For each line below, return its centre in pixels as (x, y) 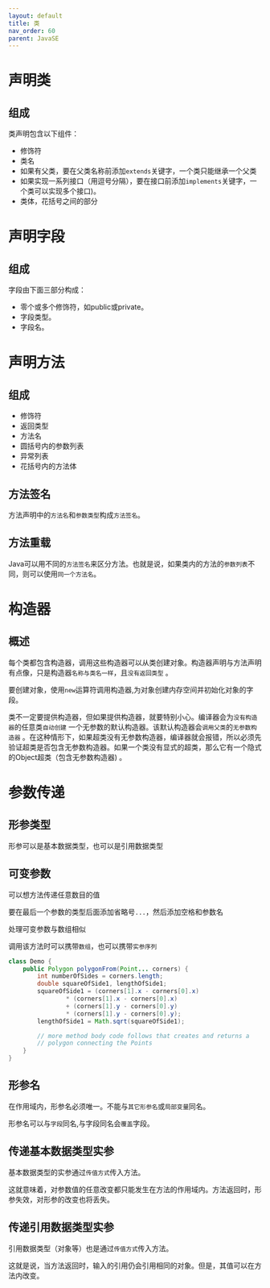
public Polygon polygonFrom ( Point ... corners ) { (106, 969)
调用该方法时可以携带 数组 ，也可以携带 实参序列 (83, 946)
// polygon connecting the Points (95, 1043)
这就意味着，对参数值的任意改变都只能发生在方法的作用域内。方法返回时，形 (135, 1189)
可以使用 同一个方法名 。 (65, 574)
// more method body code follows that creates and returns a (143, 1036)
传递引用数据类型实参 (61, 1227)
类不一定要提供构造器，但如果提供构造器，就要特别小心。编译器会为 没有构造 (133, 717)
